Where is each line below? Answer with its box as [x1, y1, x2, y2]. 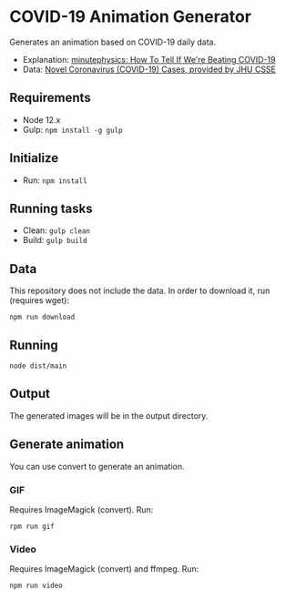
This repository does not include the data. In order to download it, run [9, 285, 270, 297]
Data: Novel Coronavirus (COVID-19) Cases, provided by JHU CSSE [22, 64, 276, 75]
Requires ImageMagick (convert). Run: [9, 503, 154, 515]
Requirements [9, 90, 91, 106]
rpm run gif [9, 522, 55, 531]
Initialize [9, 150, 59, 166]
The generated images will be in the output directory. [9, 410, 209, 421]
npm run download [9, 312, 76, 322]
